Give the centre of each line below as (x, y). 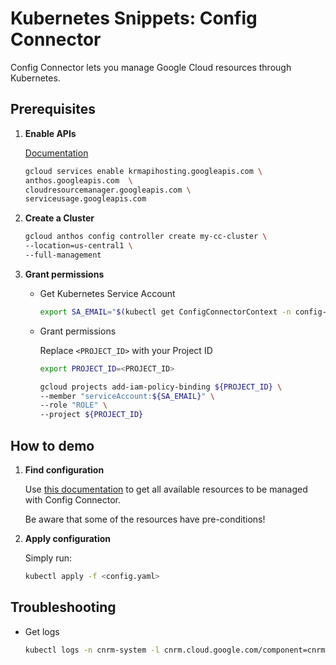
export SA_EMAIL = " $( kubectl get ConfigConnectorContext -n (165, 312)
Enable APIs (50, 133)
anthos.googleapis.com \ (78, 180)
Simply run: (48, 558)
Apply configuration (68, 538)
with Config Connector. (73, 499)
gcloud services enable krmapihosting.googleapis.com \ (143, 171)
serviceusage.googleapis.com (85, 199)
